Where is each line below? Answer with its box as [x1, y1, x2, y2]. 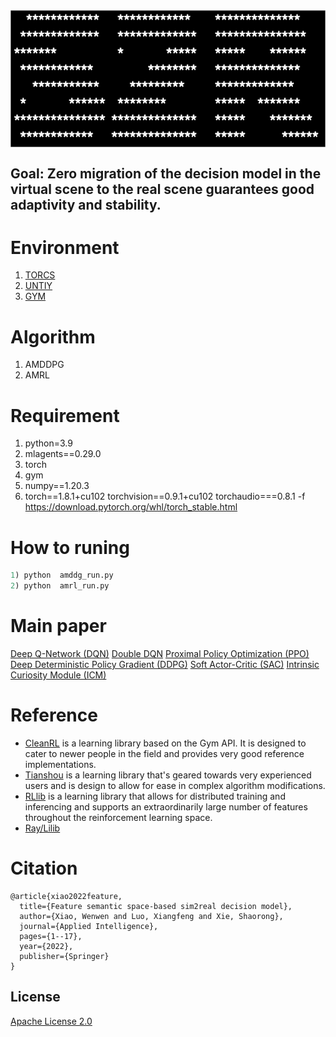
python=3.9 [24, 437, 73, 449]
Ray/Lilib [24, 822, 61, 834]
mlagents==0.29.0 [24, 448, 102, 460]
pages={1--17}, [19, 931, 83, 941]
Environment [10, 236, 120, 259]
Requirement [10, 404, 120, 427]
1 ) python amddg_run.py [10, 570, 114, 581]
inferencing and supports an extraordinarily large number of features [24, 800, 308, 813]
